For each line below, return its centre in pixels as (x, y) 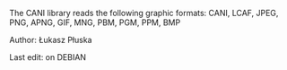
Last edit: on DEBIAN (48, 57)
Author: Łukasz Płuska (51, 40)
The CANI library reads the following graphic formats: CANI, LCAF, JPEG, (144, 13)
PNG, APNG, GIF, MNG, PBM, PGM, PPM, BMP (95, 22)
